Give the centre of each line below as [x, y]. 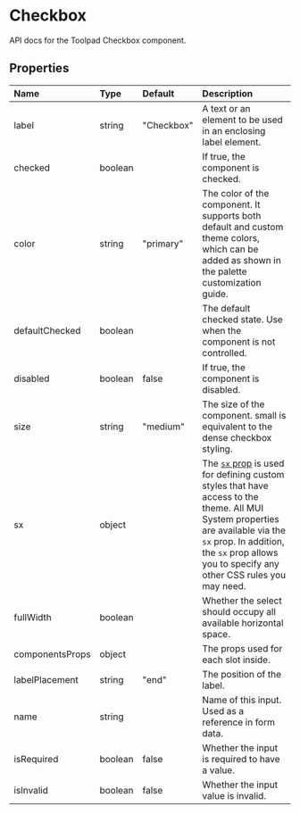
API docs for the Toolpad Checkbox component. [98, 40]
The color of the [236, 193]
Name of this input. [242, 700]
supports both [232, 215]
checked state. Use [242, 320]
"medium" [163, 427]
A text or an [226, 108]
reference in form [238, 722]
